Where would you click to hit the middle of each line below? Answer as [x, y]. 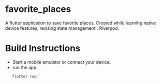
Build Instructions [43, 48]
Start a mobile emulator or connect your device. [61, 62]
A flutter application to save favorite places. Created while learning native [81, 23]
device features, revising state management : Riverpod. [62, 28]
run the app [24, 67]
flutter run [24, 76]
